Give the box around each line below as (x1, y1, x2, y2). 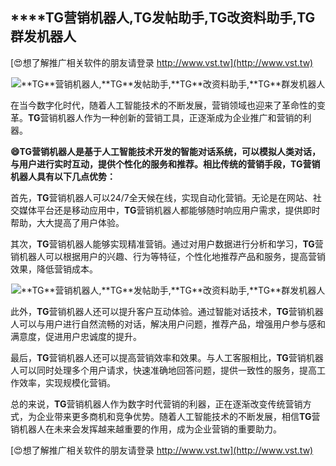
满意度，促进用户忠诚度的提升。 (10, 330, 142, 342)
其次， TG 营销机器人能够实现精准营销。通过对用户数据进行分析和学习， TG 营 (10, 238, 324, 250)
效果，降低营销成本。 (10, 263, 98, 275)
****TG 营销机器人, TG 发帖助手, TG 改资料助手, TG (10, 9, 316, 27)
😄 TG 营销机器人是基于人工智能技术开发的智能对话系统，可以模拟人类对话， (10, 145, 322, 157)
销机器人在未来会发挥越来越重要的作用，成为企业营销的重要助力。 (10, 423, 282, 435)
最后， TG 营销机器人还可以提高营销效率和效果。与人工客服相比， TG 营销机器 (10, 351, 324, 363)
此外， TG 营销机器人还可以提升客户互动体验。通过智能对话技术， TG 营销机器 (10, 305, 324, 317)
